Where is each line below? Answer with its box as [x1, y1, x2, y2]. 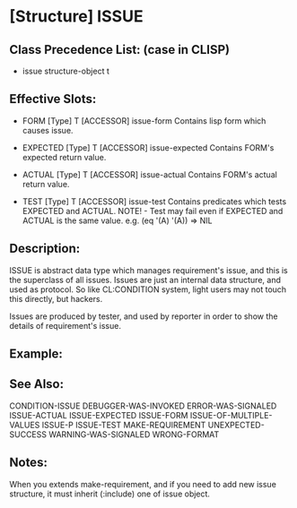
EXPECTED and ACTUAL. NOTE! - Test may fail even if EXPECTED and [22, 205, 284, 216]
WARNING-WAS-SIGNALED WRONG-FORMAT [48, 428, 220, 440]
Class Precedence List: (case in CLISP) [9, 42, 231, 57]
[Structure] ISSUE [9, 6, 144, 27]
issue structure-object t [22, 65, 109, 76]
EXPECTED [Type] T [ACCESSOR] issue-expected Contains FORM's [22, 142, 275, 153]
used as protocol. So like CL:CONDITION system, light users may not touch [9, 284, 287, 295]
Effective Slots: [9, 91, 97, 107]
